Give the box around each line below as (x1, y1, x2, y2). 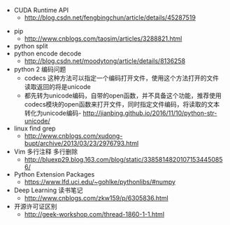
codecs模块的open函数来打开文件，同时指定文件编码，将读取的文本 (24, 100, 220, 108)
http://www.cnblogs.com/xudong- (24, 132, 123, 139)
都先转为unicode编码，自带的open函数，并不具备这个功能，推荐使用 (24, 91, 222, 100)
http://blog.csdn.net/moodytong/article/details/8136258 (24, 57, 186, 65)
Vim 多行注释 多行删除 (13, 147, 78, 156)
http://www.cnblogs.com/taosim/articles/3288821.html (24, 34, 182, 43)
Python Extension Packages (13, 170, 95, 178)
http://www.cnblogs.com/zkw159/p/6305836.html (24, 194, 169, 202)
